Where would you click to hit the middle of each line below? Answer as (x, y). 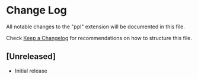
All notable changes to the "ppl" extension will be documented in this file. (96, 27)
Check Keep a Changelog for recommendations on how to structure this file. (99, 38)
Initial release (31, 71)
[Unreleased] (31, 57)
